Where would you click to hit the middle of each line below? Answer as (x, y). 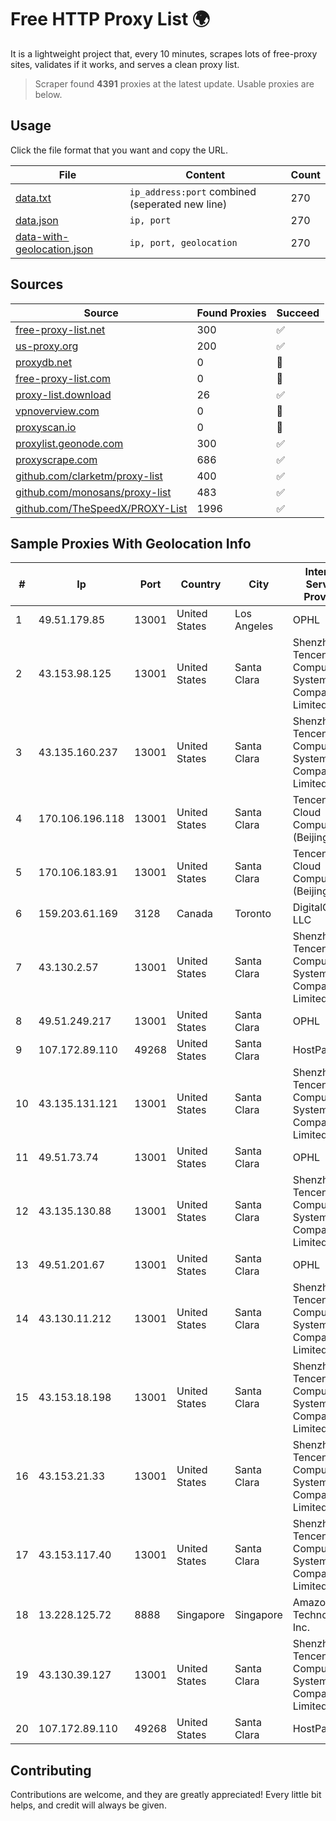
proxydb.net (44, 362)
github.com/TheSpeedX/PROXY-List (101, 508)
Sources (37, 284)
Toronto (253, 914)
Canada (194, 914)
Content (205, 174)
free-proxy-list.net (60, 329)
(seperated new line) (178, 204)
